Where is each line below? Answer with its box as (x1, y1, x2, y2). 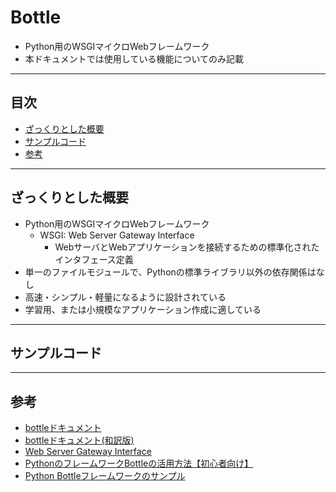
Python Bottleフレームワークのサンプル (24, 470, 186, 482)
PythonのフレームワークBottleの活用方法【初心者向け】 (24, 457, 254, 470)
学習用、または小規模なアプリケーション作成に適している (24, 303, 262, 315)
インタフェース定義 (54, 253, 134, 265)
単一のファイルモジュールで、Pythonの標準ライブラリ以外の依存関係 (24, 266, 308, 278)
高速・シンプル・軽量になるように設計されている (24, 291, 227, 303)
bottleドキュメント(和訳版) (24, 434, 135, 446)
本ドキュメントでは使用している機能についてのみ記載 (24, 52, 244, 65)
